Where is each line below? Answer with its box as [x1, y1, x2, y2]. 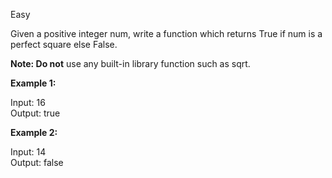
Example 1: [10, 77, 57, 89]
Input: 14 [10, 146, 47, 158]
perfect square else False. [10, 39, 118, 50]
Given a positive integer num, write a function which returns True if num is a [10, 28, 323, 39]
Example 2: [10, 127, 58, 138]
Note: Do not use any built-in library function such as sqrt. [10, 58, 251, 69]
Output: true [10, 107, 61, 119]
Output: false [10, 157, 64, 168]
